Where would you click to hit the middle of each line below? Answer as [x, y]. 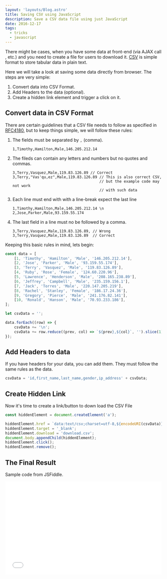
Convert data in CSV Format [49, 113]
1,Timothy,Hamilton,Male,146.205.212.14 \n [58, 208]
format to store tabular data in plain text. [46, 62]
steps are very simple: [28, 77]
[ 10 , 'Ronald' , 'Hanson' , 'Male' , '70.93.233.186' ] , [70, 300]
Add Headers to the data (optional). [48, 92]
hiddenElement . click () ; [30, 442]
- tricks [19, 33]
